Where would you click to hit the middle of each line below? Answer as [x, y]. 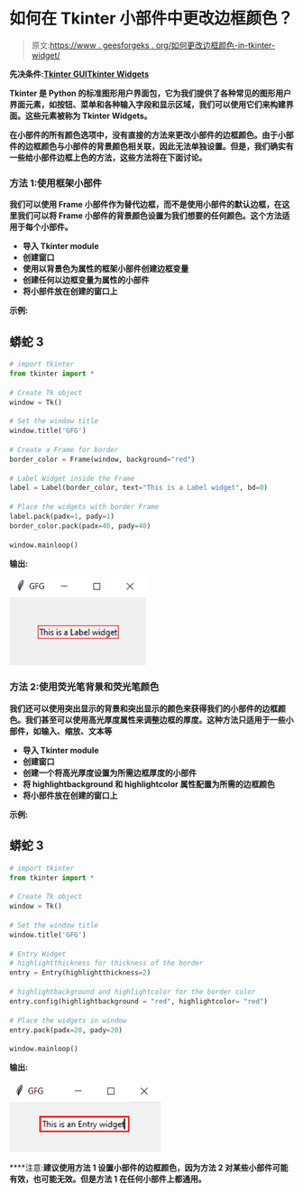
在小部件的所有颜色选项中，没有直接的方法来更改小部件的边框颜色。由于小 [147, 134]
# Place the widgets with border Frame [84, 507]
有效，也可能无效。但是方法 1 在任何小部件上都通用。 [108, 1179]
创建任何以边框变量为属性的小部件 [86, 280]
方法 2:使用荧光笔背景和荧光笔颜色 [84, 687]
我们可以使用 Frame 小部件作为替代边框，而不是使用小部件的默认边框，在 [146, 205]
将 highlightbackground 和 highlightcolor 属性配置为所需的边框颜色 [148, 784]
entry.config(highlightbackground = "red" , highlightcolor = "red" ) [139, 1001]
